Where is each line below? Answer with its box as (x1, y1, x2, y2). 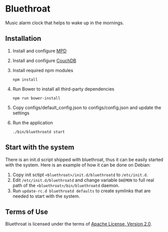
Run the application (12, 120, 53, 126)
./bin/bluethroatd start (12, 129, 65, 134)
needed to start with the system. (12, 193, 80, 199)
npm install (12, 77, 38, 82)
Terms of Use (5, 207, 48, 216)
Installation (5, 34, 41, 43)
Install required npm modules (12, 67, 74, 73)
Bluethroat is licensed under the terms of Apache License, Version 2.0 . (5, 221, 152, 227)
